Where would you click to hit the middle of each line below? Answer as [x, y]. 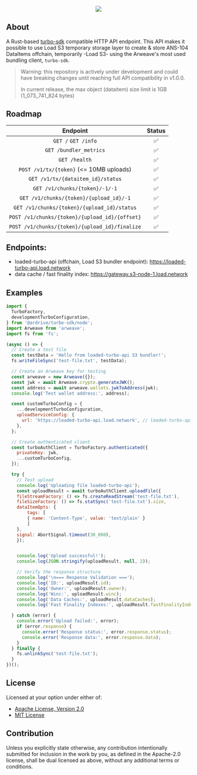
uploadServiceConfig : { [46, 415]
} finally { [26, 648]
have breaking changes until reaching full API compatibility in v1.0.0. [103, 78]
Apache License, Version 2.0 [49, 708]
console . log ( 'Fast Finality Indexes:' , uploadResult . [84, 605]
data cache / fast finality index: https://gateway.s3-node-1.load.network [101, 274]
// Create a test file [39, 350]
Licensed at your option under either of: [54, 697]
